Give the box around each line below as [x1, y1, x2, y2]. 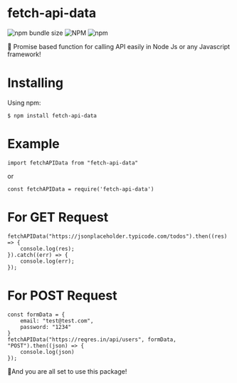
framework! [7, 50, 41, 58]
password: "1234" [20, 323, 72, 330]
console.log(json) [20, 348, 75, 355]
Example [7, 136, 60, 152]
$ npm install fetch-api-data [7, 112, 98, 119]
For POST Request [7, 287, 117, 303]
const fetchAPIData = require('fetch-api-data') [7, 185, 154, 193]
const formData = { [7, 311, 65, 318]
